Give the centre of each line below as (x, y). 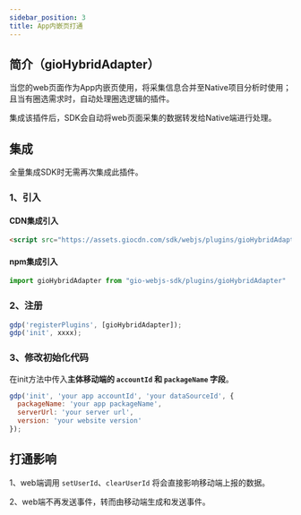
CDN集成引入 (34, 220)
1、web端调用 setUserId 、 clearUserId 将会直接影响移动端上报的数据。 (140, 482)
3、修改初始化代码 (49, 357)
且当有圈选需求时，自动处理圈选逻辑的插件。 (92, 99)
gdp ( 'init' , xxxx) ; (46, 333)
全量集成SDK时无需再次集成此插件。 (76, 172)
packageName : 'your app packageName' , (90, 404)
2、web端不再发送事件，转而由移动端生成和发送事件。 (110, 502)
